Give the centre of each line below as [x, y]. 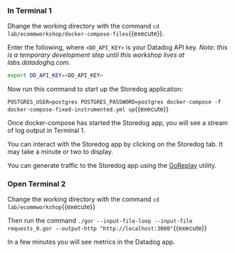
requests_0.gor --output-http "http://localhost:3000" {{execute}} [108, 228]
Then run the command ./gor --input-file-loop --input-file [100, 221]
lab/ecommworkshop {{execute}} [52, 207]
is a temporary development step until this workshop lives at [96, 55]
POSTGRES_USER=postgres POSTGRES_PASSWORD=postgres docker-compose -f [114, 102]
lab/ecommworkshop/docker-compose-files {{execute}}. [86, 33]
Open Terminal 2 [37, 184]
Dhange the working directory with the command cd [83, 26]
